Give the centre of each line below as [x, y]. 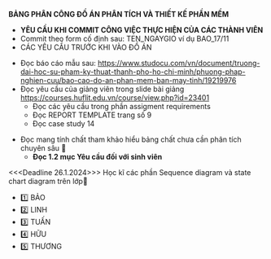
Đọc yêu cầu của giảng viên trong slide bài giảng [102, 89]
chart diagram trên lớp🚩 [48, 181]
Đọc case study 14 [63, 123]
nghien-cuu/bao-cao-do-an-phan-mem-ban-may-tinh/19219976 [128, 80]
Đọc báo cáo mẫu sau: [58, 63]
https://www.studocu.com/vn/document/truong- [179, 63]
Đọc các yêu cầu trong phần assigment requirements [122, 106]
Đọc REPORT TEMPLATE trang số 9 [92, 115]
